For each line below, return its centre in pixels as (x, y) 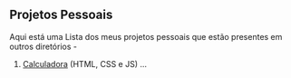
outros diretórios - (43, 46)
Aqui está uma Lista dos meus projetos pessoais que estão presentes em (146, 36)
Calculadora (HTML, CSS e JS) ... (85, 63)
